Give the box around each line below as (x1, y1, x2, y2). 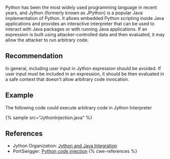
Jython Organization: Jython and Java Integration (12, 143, 117, 149)
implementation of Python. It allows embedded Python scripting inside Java (5, 15, 164, 21)
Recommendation (5, 52, 63, 60)
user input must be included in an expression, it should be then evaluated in (5, 71, 164, 77)
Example (5, 91, 34, 100)
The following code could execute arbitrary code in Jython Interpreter (5, 104, 152, 110)
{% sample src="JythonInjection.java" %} (5, 115, 92, 121)
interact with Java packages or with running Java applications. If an (5, 26, 148, 32)
